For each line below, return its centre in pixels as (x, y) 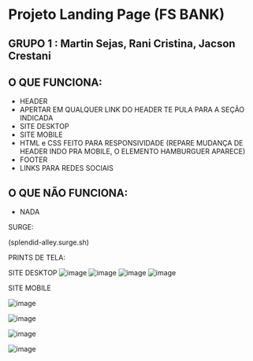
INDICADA (36, 118)
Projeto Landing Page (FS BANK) (117, 15)
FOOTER (33, 160)
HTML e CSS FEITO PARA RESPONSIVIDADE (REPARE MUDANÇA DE (131, 143)
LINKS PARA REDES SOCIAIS (67, 168)
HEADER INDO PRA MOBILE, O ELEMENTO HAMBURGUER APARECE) (132, 152)
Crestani (30, 55)
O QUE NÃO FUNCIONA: (68, 193)
